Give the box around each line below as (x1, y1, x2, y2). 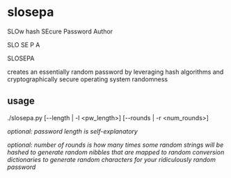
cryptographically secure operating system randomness (7, 74, 168, 83)
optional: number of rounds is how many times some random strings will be (7, 140, 224, 149)
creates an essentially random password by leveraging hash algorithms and (7, 67, 224, 76)
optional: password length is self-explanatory (7, 127, 138, 136)
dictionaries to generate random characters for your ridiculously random (7, 155, 216, 163)
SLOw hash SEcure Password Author (7, 27, 113, 35)
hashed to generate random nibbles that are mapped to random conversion (7, 147, 225, 156)
